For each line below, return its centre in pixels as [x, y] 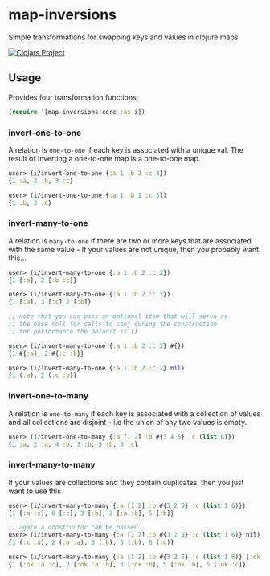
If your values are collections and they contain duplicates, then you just [126, 482]
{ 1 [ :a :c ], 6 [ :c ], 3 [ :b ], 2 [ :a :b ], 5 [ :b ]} [91, 513]
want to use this [35, 491]
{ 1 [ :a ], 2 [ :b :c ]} [43, 280]
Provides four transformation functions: [74, 97]
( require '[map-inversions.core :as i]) [77, 112]
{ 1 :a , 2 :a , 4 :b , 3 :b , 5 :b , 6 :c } [74, 444]
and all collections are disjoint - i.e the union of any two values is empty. [128, 422]
